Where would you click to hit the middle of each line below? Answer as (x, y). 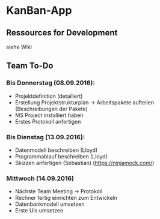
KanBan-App (39, 10)
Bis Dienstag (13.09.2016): (46, 137)
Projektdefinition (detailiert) (49, 96)
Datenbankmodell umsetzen (50, 204)
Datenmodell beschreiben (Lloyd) (56, 150)
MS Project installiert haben (49, 115)
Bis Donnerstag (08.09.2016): (51, 83)
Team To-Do (30, 66)
